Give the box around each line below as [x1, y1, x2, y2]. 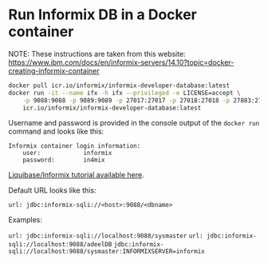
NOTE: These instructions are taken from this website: [8, 49, 186, 58]
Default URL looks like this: [8, 185, 97, 195]
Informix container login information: [8, 142, 141, 150]
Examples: [8, 215, 42, 225]
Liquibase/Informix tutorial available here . [8, 170, 145, 180]
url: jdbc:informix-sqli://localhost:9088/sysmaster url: [8, 232, 203, 241]
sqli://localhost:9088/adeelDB [8, 241, 112, 249]
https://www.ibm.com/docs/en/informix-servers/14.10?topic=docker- [8, 58, 235, 67]
